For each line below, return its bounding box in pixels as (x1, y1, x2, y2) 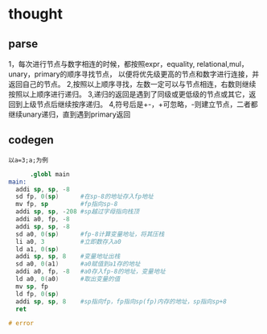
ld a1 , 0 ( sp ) (15, 245, 60, 254)
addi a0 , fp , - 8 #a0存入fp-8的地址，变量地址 (15, 267, 166, 276)
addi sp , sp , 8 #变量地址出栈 (15, 253, 121, 261)
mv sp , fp (15, 282, 48, 291)
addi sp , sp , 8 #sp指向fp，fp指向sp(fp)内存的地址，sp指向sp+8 (15, 297, 227, 306)
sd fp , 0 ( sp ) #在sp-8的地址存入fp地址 (15, 192, 154, 201)
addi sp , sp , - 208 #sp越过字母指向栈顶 (15, 208, 139, 216)
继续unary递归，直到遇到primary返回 (8, 109, 131, 119)
